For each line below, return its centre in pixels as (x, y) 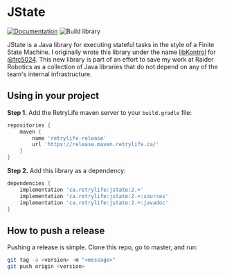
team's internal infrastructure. (49, 74)
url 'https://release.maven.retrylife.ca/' (96, 145)
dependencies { (29, 184)
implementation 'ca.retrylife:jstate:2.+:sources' (94, 196)
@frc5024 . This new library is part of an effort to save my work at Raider (110, 59)
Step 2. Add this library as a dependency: (66, 171)
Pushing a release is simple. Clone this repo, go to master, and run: (102, 247)
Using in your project (53, 96)
